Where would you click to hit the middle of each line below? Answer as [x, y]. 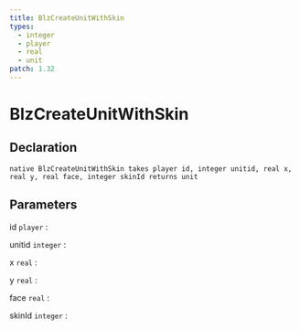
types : [22, 27]
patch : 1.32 [32, 69]
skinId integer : [39, 315]
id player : [29, 227]
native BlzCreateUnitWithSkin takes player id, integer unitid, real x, [151, 169]
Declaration [43, 148]
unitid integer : [38, 244]
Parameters [43, 205]
